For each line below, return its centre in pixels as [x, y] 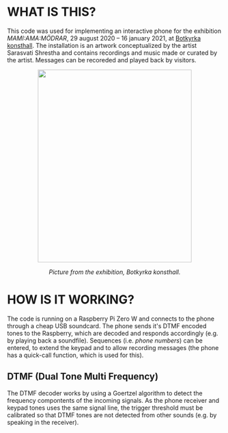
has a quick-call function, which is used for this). [75, 355]
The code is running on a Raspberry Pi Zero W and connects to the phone [111, 319]
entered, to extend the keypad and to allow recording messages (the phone [113, 347]
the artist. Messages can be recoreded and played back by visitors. [102, 60]
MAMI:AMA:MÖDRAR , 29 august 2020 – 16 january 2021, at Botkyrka [104, 38]
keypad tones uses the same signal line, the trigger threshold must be [105, 408]
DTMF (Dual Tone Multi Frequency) [83, 376]
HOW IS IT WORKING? [71, 300]
